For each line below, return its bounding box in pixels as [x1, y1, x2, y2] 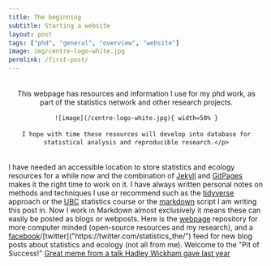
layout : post [8, 30, 53, 38]
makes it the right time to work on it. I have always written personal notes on [8, 179, 264, 189]
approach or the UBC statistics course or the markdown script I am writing [8, 197, 257, 206]
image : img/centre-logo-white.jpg [8, 47, 126, 56]
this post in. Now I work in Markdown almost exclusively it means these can [8, 205, 261, 215]
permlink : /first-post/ [8, 56, 89, 64]
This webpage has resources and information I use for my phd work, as [17, 89, 256, 98]
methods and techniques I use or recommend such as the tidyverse [8, 188, 234, 198]
